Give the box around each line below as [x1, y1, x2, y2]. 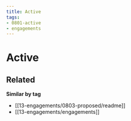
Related [6, 75, 36, 85]
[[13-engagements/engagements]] [14, 108, 100, 116]
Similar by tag [6, 91, 41, 98]
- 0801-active [6, 20, 42, 26]
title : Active [6, 8, 42, 15]
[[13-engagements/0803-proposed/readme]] [14, 102, 126, 109]
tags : [6, 14, 20, 20]
